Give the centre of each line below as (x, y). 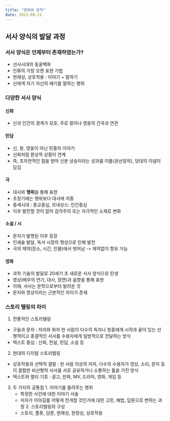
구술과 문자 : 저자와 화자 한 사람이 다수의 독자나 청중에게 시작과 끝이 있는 (84, 330)
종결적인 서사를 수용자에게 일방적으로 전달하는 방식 (80, 336)
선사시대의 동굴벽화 (32, 65)
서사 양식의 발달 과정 (35, 36)
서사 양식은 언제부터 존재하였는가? (44, 52)
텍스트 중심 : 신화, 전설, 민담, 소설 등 (48, 342)
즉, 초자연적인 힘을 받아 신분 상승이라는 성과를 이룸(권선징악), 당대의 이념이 (87, 161)
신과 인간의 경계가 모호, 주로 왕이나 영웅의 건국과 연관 (65, 123)
